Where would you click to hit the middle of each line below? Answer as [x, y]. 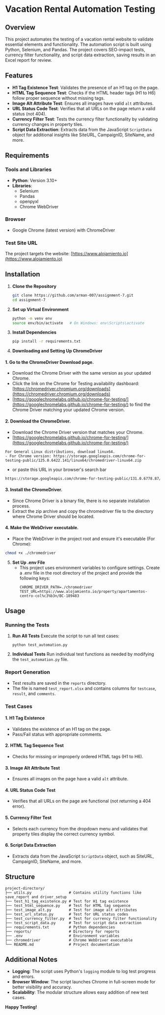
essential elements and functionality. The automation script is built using [78, 44]
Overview [20, 27]
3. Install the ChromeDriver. [34, 490]
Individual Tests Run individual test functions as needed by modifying [83, 654]
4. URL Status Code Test [30, 790]
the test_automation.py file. [40, 660]
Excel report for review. [29, 60]
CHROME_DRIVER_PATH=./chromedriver [56, 587]
